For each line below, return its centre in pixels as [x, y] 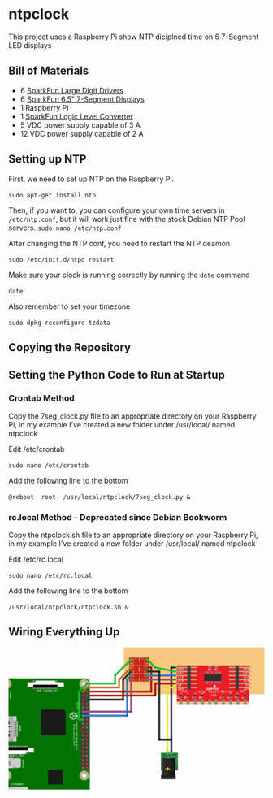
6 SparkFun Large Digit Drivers [72, 90]
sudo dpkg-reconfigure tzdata [60, 323]
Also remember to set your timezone [69, 306]
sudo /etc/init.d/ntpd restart [61, 260]
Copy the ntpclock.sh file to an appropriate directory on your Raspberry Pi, [133, 535]
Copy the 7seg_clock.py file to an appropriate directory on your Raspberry [133, 416]
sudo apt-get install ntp [52, 195]
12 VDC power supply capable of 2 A [82, 133]
